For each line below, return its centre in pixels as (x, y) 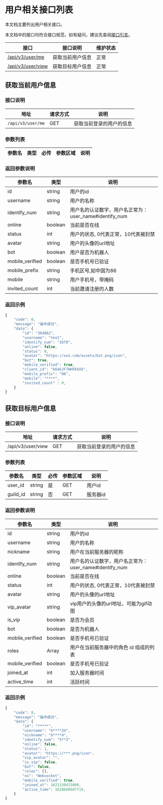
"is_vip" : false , (40, 762)
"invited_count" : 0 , (44, 383)
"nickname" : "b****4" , (45, 735)
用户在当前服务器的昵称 (97, 552)
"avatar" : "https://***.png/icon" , (58, 753)
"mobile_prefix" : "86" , (46, 374)
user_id (16, 485)
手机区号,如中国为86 (93, 271)
